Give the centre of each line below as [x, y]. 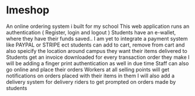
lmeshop [28, 10]
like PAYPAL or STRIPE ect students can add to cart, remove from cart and [95, 45]
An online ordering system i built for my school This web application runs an [98, 26]
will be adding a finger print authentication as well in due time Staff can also [97, 63]
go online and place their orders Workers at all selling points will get [88, 69]
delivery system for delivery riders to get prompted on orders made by [91, 81]
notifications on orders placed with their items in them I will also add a [90, 76]
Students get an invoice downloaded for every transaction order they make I [98, 57]
